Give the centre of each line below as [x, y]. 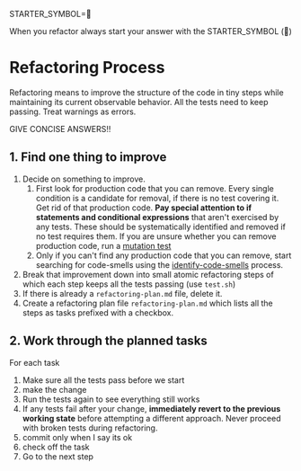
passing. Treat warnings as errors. [73, 111]
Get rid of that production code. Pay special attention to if [144, 208]
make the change [54, 389]
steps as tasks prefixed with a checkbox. [98, 312]
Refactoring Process [87, 68]
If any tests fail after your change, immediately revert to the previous [151, 408]
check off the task [56, 447]
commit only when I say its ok [77, 437]
